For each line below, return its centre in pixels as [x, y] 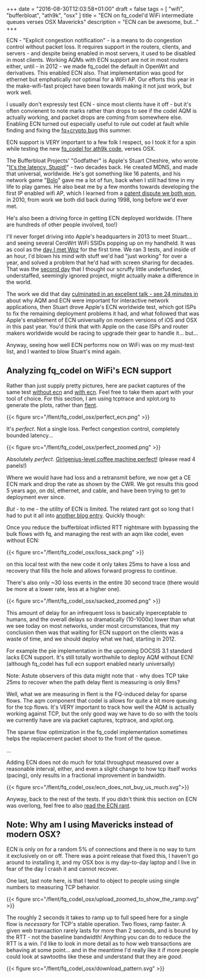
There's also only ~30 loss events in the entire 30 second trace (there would [102, 583]
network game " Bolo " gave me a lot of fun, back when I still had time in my [100, 180]
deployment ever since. [36, 497]
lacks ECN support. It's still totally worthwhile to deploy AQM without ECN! [100, 657]
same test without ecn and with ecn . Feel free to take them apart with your [100, 392]
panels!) [17, 465]
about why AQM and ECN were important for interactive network [88, 300]
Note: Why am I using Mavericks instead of [90, 825]
